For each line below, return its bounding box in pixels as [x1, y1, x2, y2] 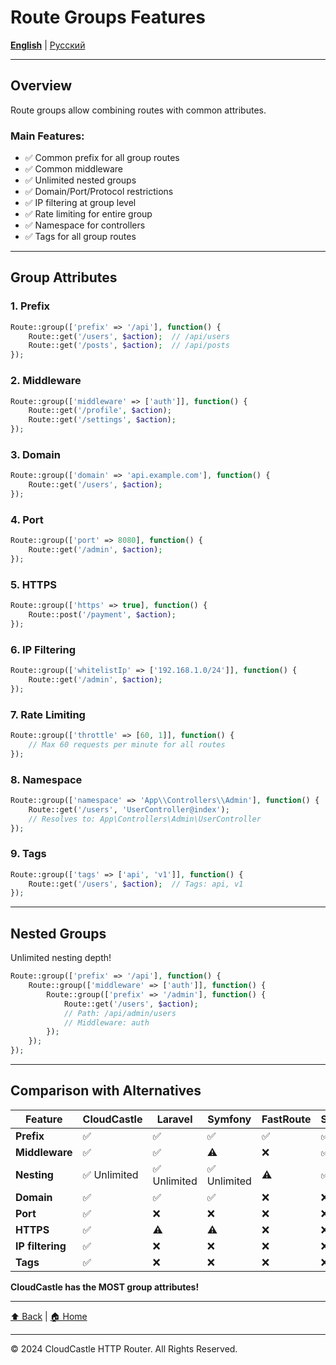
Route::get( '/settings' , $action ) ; [28, 415, 177, 425]
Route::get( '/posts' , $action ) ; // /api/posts [28, 341, 230, 351]
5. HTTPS [10, 577, 58, 591]
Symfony [207, 1112, 252, 1126]
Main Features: [10, 129, 85, 143]
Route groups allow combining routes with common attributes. [10, 104, 267, 116]
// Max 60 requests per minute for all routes [28, 739, 226, 750]
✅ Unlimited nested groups [24, 174, 137, 186]
